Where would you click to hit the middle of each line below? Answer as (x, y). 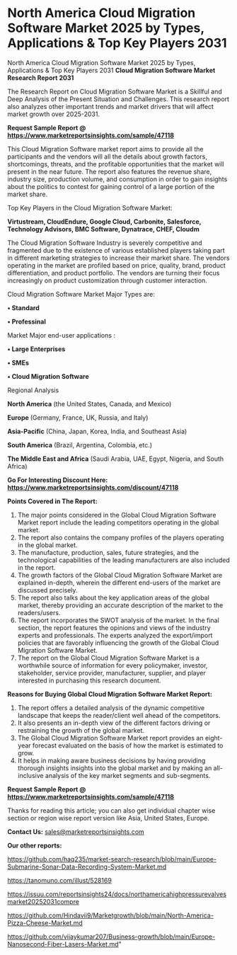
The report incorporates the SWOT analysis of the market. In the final (118, 620)
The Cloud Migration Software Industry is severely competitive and (105, 243)
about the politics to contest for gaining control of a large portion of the (111, 186)
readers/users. (39, 612)
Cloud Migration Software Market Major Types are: (81, 294)
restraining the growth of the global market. (81, 730)
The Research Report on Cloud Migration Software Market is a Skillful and (115, 91)
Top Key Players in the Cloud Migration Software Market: (90, 207)
